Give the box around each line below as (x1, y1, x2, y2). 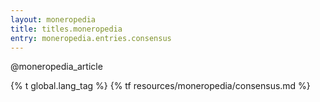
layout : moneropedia (10, 14, 97, 25)
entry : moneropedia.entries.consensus (10, 33, 172, 43)
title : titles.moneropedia (10, 24, 123, 34)
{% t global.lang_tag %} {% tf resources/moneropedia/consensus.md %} (10, 80, 311, 92)
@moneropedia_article (10, 61, 103, 73)
